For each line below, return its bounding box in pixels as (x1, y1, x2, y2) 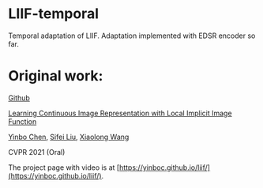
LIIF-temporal (8, 5, 99, 23)
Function (8, 116, 37, 126)
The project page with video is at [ (8, 163, 120, 172)
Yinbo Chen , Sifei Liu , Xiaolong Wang (8, 132, 130, 141)
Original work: (8, 67, 103, 85)
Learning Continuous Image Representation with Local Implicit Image (8, 108, 232, 118)
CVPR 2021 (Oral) (8, 147, 66, 156)
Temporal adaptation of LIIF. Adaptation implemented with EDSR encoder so (8, 31, 256, 40)
